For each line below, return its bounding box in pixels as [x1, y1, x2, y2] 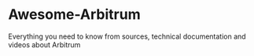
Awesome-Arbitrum [8, 6, 141, 24]
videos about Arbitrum [8, 39, 81, 49]
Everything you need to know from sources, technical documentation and [8, 32, 246, 41]
